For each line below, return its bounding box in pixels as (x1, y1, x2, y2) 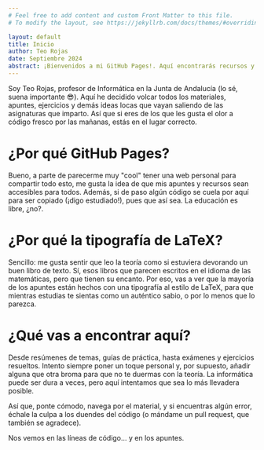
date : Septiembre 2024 (8, 55, 82, 63)
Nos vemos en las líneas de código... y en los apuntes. (8, 433, 185, 442)
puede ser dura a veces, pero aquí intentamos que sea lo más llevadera (8, 378, 240, 387)
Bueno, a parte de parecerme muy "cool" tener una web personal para (8, 170, 236, 180)
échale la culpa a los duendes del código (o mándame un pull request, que (8, 409, 250, 419)
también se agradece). (8, 418, 82, 427)
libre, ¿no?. (8, 203, 44, 213)
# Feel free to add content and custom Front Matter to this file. (8, 11, 234, 20)
